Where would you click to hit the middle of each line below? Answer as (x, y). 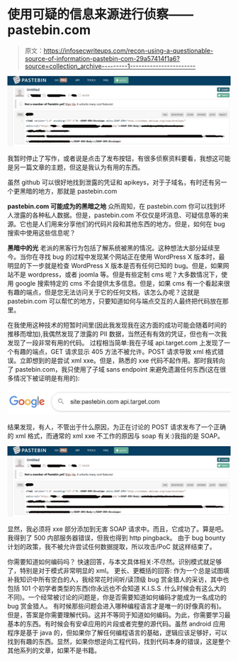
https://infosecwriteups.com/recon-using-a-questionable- (129, 50)
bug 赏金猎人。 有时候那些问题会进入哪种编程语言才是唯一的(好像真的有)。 (116, 606)
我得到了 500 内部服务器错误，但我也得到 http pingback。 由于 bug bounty (117, 538)
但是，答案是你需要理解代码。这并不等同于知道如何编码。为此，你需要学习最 (119, 615)
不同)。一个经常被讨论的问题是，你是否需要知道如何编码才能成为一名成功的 (117, 597)
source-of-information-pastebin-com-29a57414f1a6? (102, 58)
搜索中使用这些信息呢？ (41, 233)
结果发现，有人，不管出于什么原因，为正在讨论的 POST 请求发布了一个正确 (117, 427)
